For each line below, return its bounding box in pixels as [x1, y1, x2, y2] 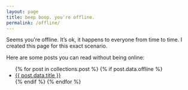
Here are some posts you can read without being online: [6, 54, 145, 61]
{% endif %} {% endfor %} [14, 78, 81, 85]
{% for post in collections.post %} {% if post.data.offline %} [14, 66, 163, 73]
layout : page [6, 8, 39, 15]
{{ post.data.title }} [14, 72, 61, 79]
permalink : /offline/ [6, 20, 60, 26]
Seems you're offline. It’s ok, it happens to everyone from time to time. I [6, 36, 183, 44]
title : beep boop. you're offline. [6, 14, 95, 20]
